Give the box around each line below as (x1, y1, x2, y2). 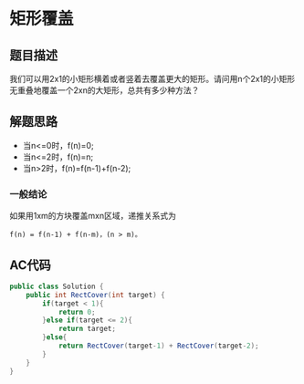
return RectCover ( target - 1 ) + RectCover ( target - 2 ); (58, 341, 259, 351)
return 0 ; (58, 307, 96, 317)
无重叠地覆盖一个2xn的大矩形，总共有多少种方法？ (9, 85, 200, 96)
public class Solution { (9, 282, 104, 291)
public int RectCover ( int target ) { (26, 290, 166, 299)
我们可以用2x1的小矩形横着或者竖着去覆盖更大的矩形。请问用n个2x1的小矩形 (9, 74, 296, 84)
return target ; (58, 325, 117, 334)
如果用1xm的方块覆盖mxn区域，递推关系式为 (9, 211, 176, 222)
